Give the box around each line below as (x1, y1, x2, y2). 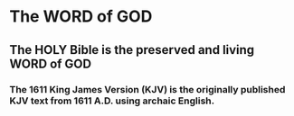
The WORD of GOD (9, 6, 153, 27)
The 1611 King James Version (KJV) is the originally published (9, 83, 286, 95)
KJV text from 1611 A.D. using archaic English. (9, 94, 215, 107)
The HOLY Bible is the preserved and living (9, 42, 255, 58)
